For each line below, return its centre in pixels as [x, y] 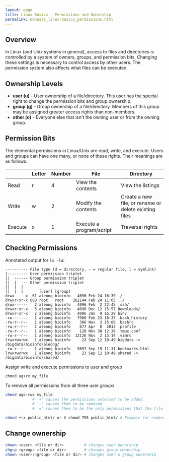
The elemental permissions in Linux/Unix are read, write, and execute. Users [84, 150]
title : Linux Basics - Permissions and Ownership [58, 15]
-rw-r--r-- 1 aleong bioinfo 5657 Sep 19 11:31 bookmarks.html [77, 349]
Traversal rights [139, 227]
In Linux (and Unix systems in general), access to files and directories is [80, 52]
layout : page [19, 10]
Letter [39, 173]
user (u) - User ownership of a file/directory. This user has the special [85, 96]
